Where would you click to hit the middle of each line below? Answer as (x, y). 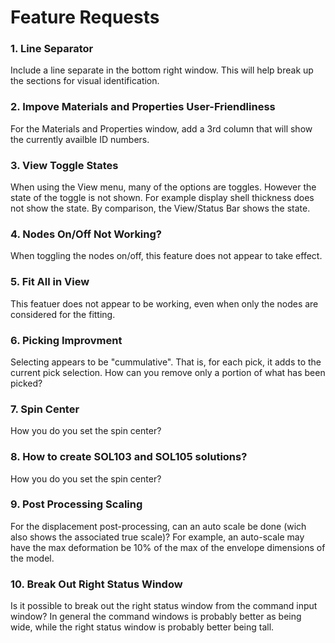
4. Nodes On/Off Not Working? (86, 234)
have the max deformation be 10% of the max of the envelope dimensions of (168, 547)
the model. (32, 558)
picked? (26, 383)
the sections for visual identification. (85, 81)
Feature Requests (85, 17)
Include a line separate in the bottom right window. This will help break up (162, 70)
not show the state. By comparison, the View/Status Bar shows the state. (160, 208)
